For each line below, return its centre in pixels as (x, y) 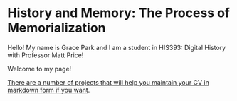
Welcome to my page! (39, 69)
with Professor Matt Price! (46, 55)
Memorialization (57, 28)
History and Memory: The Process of (118, 13)
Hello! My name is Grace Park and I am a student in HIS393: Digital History (117, 47)
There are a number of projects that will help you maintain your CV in (109, 82)
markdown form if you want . (49, 90)
